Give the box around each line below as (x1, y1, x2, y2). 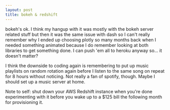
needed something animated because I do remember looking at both (5, 42, 149, 48)
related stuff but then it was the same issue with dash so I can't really (5, 31, 150, 37)
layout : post (5, 7, 33, 13)
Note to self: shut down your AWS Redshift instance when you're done (5, 88, 153, 94)
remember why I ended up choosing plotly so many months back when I (5, 36, 156, 43)
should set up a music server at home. (5, 79, 85, 85)
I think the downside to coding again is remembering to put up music (5, 63, 149, 69)
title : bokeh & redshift (5, 12, 58, 17)
